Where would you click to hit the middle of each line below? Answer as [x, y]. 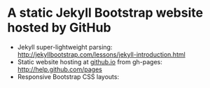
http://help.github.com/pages [60, 69]
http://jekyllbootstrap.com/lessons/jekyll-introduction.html [101, 54]
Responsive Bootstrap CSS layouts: [68, 76]
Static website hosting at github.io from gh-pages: [90, 61]
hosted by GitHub [59, 28]
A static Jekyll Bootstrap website [105, 13]
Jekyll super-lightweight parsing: [65, 47]
